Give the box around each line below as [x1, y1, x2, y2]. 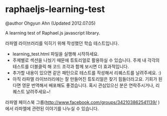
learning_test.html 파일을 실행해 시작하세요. [12, 51, 99, 57]
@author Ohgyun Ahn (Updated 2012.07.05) [5, 20, 96, 26]
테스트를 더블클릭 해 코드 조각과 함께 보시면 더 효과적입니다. [12, 63, 129, 69]
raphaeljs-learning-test [5, 4, 105, 15]
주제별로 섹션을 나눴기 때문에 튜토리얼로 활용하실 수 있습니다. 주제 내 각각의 [12, 57, 160, 63]
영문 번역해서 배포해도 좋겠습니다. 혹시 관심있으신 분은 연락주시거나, [22, 82, 154, 88]
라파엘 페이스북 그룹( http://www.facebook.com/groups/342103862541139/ [5, 99, 157, 105]
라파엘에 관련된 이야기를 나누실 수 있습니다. [14, 105, 99, 111]
